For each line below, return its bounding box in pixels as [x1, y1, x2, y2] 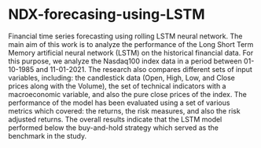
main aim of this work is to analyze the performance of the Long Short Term [8, 39, 254, 49]
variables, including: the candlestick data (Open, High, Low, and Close [8, 73, 236, 82]
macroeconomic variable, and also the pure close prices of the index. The [8, 89, 248, 99]
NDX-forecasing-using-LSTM [8, 5, 205, 23]
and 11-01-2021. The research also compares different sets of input [35, 64, 253, 74]
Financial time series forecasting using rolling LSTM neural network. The [8, 31, 243, 41]
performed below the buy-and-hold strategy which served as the [8, 123, 219, 132]
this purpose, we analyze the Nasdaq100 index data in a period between [8, 56, 242, 66]
